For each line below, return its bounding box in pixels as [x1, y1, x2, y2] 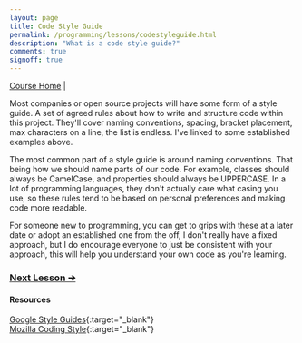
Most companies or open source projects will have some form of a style [9, 98, 278, 109]
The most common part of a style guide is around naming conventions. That [9, 154, 293, 164]
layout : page [9, 13, 59, 23]
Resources [9, 294, 52, 305]
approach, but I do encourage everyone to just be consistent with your [9, 240, 273, 250]
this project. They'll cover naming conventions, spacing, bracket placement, [9, 117, 293, 128]
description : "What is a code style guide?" [9, 38, 180, 48]
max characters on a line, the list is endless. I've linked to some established [9, 127, 290, 137]
